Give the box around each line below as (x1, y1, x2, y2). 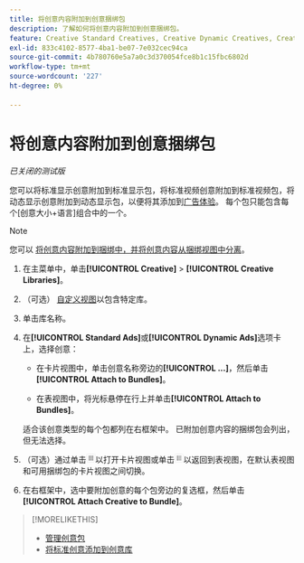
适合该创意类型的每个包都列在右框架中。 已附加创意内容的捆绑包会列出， (22, 423, 295, 434)
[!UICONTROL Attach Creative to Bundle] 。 (22, 495, 187, 506)
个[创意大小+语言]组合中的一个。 (9, 207, 132, 218)
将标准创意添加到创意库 (44, 543, 133, 555)
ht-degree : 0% (9, 81, 63, 90)
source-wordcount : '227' (9, 72, 103, 81)
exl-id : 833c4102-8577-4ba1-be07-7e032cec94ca (9, 43, 188, 52)
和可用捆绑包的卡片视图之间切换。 (22, 465, 150, 476)
